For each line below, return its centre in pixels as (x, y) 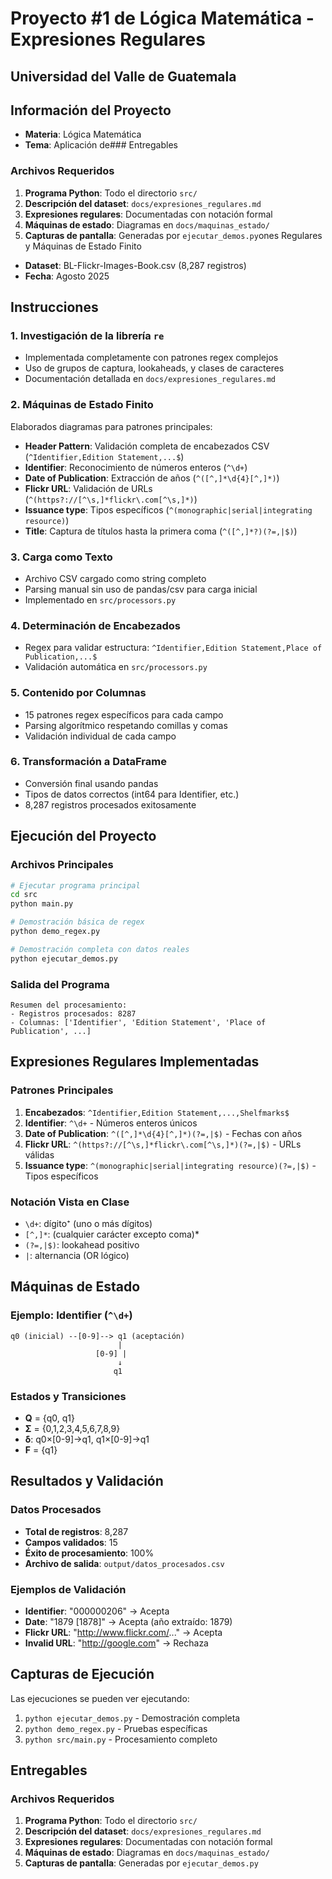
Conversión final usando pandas (91, 783)
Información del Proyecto (91, 110)
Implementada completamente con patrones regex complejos (151, 358)
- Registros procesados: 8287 (73, 1013)
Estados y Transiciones (68, 1396)
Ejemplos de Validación (68, 1589)
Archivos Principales (62, 865)
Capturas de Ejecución (82, 1674)
